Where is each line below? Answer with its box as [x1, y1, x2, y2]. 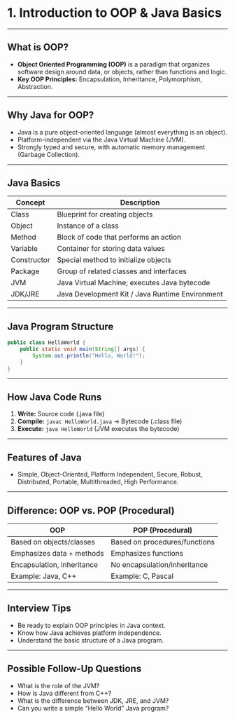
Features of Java [7, 451, 82, 463]
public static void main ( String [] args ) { [20, 345, 145, 353]
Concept [15, 198, 45, 207]
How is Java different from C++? [17, 689, 112, 697]
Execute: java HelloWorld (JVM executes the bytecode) [17, 425, 180, 433]
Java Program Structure [7, 320, 114, 332]
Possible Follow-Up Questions [7, 663, 142, 675]
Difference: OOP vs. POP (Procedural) [7, 505, 175, 516]
